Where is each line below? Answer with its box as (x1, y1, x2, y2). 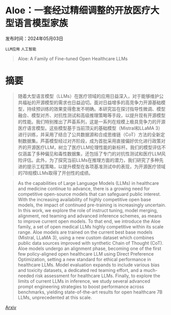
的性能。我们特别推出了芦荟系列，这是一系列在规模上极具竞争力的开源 (17, 118, 166, 124)
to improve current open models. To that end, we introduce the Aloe (17, 218, 161, 224)
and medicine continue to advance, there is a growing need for (17, 185, 150, 192)
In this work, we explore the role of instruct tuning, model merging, (17, 207, 158, 213)
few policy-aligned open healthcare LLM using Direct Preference (17, 250, 154, 257)
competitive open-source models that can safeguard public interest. (17, 191, 161, 197)
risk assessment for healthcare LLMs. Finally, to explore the (35, 272, 161, 279)
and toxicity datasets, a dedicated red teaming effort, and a (17, 267, 143, 273)
